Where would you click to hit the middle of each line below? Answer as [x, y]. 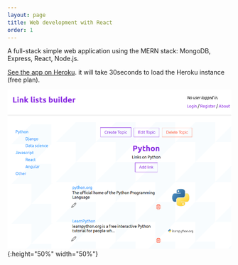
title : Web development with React [60, 22]
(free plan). [24, 80]
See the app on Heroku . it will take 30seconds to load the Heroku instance [116, 72]
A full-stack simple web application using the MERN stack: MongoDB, [109, 51]
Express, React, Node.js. [43, 59]
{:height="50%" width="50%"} [53, 254]
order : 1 [20, 30]
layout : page [27, 15]
